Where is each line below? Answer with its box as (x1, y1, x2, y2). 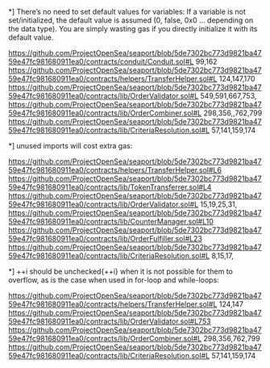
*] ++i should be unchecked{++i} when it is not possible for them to (8, 266, 234, 276)
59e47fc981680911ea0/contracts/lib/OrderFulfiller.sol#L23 (8, 234, 203, 243)
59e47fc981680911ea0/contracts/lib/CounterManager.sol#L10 (8, 217, 214, 226)
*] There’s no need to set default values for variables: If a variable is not (8, 7, 246, 16)
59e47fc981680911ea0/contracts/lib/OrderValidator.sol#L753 (8, 316, 211, 326)
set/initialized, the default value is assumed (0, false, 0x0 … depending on (8, 15, 254, 25)
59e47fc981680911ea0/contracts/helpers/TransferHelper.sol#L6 (8, 165, 222, 174)
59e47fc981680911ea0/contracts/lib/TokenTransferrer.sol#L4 (8, 182, 212, 192)
